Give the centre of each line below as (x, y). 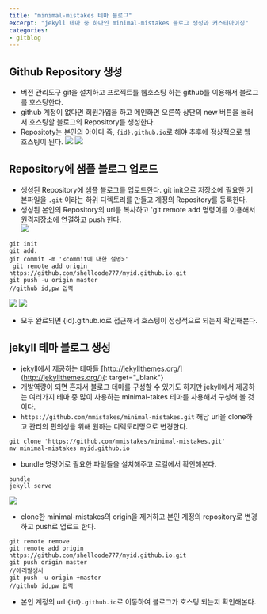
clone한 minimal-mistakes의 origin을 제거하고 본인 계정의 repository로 (132, 517)
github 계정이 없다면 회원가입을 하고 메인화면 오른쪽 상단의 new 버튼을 (130, 113)
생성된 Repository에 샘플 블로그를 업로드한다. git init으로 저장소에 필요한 (132, 189)
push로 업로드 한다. (66, 526)
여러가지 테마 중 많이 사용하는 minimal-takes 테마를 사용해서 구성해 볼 (137, 396)
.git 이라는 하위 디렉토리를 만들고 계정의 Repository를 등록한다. (148, 200)
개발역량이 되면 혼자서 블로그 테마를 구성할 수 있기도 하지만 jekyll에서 (127, 387)
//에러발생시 (27, 570)
